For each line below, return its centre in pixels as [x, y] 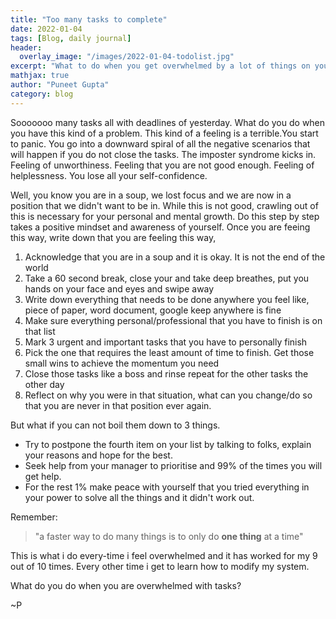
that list [40, 331]
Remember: [34, 517]
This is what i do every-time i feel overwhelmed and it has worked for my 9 [164, 555]
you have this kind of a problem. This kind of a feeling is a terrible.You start [164, 133]
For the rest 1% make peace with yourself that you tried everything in [167, 487]
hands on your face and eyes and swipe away [119, 288]
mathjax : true [40, 76]
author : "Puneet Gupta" [60, 85]
